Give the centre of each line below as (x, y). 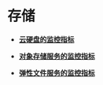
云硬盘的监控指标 (46, 39)
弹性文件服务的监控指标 (57, 72)
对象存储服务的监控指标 (57, 56)
